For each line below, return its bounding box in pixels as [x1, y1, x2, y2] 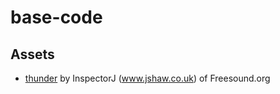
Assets [10, 46, 55, 63]
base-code [10, 6, 103, 29]
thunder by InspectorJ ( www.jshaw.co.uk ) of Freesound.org [24, 72, 271, 84]
